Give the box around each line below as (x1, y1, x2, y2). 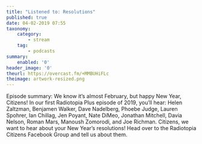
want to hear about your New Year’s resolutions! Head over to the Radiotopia (6, 125, 197, 132)
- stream (28, 37, 50, 43)
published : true (6, 14, 47, 20)
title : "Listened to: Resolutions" (6, 8, 96, 15)
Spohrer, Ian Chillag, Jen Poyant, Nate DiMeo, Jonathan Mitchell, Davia (6, 112, 183, 119)
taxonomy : (6, 25, 31, 32)
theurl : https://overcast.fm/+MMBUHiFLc (6, 70, 110, 77)
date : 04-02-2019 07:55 (6, 20, 66, 26)
